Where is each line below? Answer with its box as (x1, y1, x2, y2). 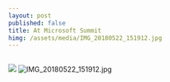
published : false (8, 19, 66, 27)
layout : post (8, 11, 52, 20)
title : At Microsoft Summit (8, 26, 102, 34)
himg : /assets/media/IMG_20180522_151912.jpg (8, 33, 162, 42)
